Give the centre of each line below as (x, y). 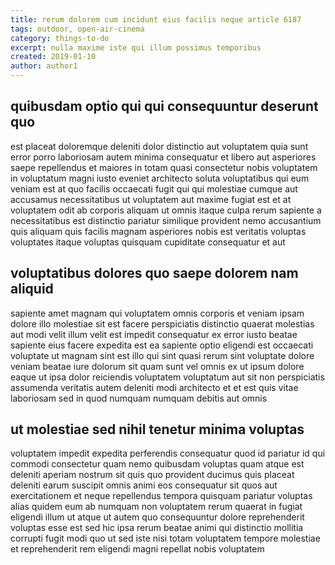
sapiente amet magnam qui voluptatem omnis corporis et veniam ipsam (157, 313)
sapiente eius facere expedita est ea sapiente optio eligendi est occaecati (162, 345)
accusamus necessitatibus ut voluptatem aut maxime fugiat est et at (151, 199)
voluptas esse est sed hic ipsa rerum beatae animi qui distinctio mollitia (157, 528)
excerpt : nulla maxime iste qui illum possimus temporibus (136, 47)
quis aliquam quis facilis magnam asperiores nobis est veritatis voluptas (158, 231)
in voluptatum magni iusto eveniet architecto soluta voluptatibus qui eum (160, 178)
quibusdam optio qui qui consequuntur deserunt (164, 106)
